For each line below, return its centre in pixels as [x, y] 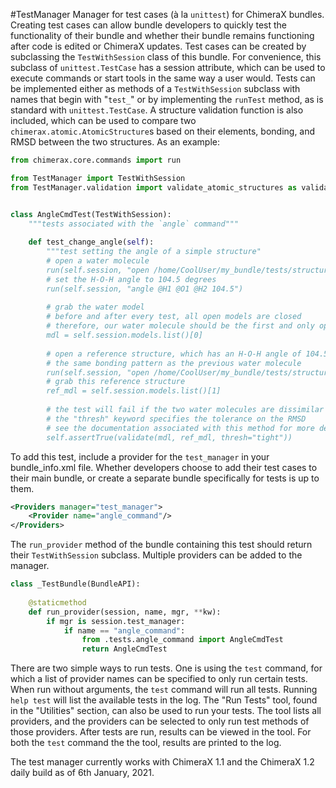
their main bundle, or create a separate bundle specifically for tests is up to [165, 478]
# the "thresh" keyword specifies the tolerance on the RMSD [176, 419]
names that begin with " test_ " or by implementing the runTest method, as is [167, 99]
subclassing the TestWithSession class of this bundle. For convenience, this [166, 57]
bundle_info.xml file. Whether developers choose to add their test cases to [164, 467]
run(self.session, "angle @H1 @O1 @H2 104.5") [145, 289]
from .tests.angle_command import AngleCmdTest [182, 640]
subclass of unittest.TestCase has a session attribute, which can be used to [168, 67]
